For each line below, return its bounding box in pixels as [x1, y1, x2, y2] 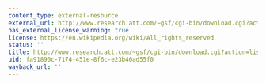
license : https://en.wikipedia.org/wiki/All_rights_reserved [8, 33, 215, 42]
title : [8, 48, 30, 56]
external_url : [8, 19, 55, 27]
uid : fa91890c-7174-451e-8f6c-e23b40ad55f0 [8, 56, 154, 64]
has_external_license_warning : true [8, 26, 129, 34]
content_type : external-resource [8, 11, 119, 20]
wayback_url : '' [8, 63, 62, 71]
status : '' [8, 41, 44, 49]
